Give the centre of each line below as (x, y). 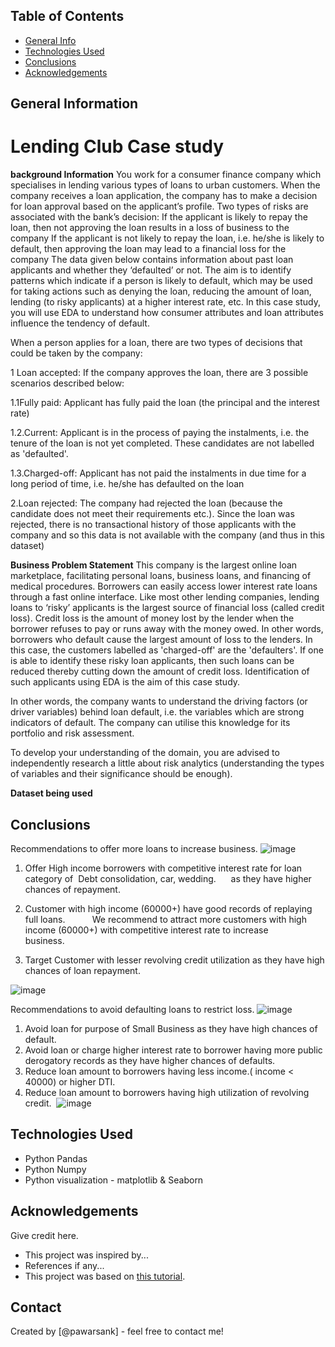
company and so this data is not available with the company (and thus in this (167, 535)
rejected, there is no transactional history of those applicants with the (153, 525)
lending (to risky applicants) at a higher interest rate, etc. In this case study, (166, 302)
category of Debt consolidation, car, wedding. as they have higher (168, 878)
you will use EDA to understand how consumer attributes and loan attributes (167, 313)
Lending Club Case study (117, 146)
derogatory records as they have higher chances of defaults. (150, 1060)
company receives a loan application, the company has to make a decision (164, 196)
